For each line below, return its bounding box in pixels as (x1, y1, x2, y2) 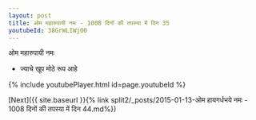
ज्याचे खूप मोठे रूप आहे (19, 64, 78, 74)
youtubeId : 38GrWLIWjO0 (8, 26, 88, 34)
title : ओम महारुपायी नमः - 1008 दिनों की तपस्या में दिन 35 (8, 19, 170, 27)
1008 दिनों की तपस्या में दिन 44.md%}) (8, 104, 117, 114)
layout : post (8, 11, 52, 20)
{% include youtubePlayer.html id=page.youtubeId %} (8, 80, 186, 90)
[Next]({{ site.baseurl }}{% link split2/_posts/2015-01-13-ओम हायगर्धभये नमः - (8, 95, 248, 105)
